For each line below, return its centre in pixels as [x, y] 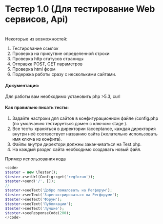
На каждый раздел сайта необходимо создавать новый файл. [77, 149]
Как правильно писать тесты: [37, 108]
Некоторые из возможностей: [36, 39]
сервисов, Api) [37, 19]
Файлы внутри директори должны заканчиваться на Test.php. [77, 144]
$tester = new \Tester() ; [31, 172]
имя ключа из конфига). [37, 139]
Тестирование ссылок [35, 48]
